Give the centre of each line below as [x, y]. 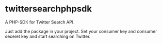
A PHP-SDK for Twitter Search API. [40, 22]
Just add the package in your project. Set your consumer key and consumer [81, 31]
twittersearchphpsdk [49, 9]
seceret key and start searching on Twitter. [48, 36]
